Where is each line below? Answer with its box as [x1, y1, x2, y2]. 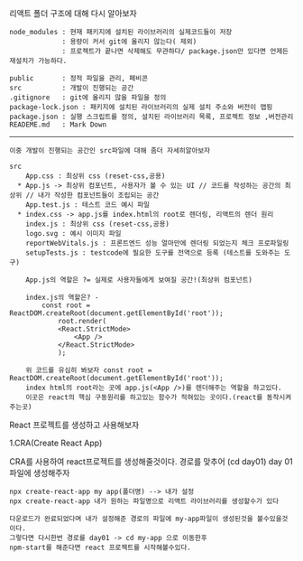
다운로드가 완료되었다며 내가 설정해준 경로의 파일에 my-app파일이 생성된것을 [9, 514, 254, 523]
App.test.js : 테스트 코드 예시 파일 [25, 201, 151, 210]
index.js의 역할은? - [25, 293, 99, 302]
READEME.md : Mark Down [9, 120, 106, 129]
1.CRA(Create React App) [9, 437, 103, 448]
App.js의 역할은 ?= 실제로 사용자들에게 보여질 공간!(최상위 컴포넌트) [25, 276, 252, 285]
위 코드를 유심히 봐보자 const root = [25, 366, 152, 375]
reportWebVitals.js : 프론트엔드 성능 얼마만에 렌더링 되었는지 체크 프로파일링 [25, 238, 289, 248]
